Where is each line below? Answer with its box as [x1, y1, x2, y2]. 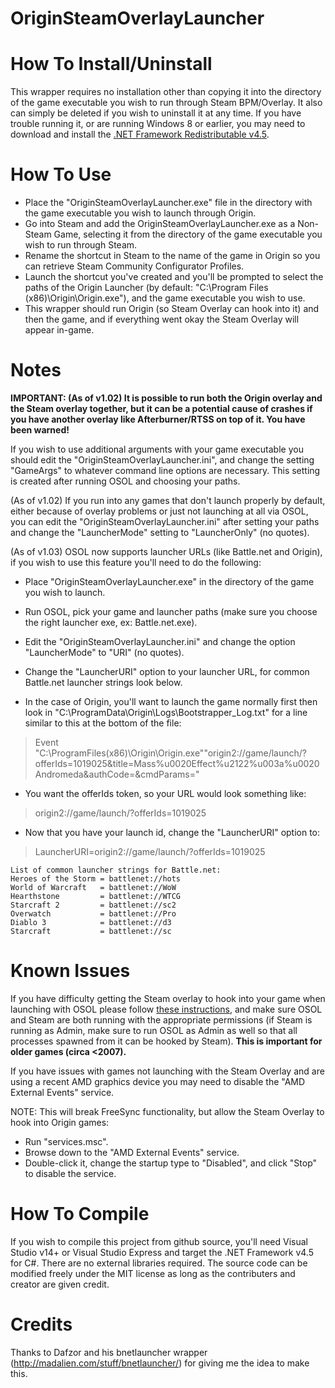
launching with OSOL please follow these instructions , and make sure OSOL [10, 1003, 323, 1015]
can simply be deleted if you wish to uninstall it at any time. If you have [10, 107, 302, 119]
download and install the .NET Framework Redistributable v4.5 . [10, 128, 270, 141]
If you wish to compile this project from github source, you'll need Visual [10, 1235, 308, 1247]
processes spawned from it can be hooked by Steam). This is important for [10, 1035, 323, 1047]
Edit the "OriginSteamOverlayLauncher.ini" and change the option [24, 636, 296, 647]
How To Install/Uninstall [10, 53, 213, 76]
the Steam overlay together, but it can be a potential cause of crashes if [10, 403, 313, 414]
